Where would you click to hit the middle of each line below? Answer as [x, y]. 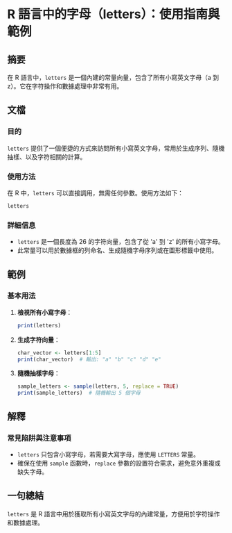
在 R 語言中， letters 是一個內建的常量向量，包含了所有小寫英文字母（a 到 [113, 77]
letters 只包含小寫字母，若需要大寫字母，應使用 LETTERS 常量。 [108, 454]
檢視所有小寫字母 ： [45, 312]
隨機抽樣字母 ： [38, 373]
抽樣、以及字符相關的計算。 [47, 156]
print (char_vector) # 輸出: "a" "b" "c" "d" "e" [89, 359]
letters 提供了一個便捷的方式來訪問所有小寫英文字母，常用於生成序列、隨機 [116, 148]
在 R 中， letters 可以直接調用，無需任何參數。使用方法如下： [95, 192]
